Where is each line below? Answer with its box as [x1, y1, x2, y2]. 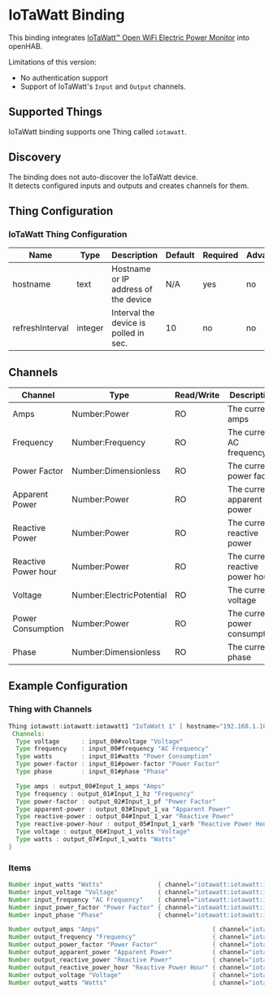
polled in [111, 327, 145, 339]
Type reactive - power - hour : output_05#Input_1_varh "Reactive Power [15, 820, 253, 828]
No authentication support [19, 72, 108, 82]
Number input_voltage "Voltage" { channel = [8, 888, 195, 896]
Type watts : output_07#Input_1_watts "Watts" [15, 835, 176, 844]
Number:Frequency [71, 437, 146, 449]
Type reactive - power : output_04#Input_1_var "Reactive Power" [15, 813, 234, 821]
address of [111, 283, 153, 295]
